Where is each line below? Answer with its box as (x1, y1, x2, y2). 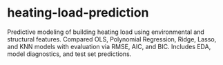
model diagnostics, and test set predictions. (7, 50, 132, 58)
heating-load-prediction (7, 5, 149, 21)
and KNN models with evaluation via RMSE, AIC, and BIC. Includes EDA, (7, 42, 211, 50)
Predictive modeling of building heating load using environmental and (7, 28, 205, 36)
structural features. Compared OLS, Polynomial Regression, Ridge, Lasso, (7, 35, 217, 43)
